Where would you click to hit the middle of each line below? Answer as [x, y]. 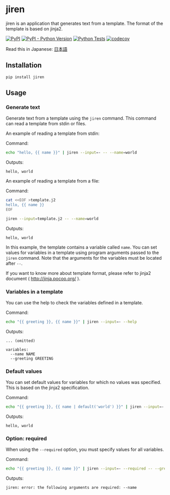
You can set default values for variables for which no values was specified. [83, 382]
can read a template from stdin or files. [46, 124]
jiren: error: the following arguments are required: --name [71, 488]
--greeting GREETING [32, 359]
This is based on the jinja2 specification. [48, 388]
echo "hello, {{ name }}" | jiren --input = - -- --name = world [71, 153]
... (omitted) [21, 341]
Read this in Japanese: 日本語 [37, 49]
